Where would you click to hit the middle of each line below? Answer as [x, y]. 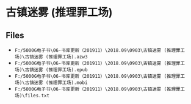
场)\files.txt [32, 95]
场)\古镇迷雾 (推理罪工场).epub [51, 70]
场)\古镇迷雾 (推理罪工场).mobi [51, 83]
